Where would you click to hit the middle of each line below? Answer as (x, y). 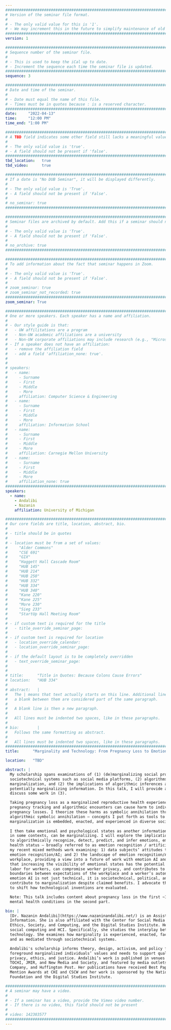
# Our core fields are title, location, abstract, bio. (66, 524)
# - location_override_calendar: (43, 642)
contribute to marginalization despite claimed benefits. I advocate (85, 883)
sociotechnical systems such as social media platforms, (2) (76, 779)
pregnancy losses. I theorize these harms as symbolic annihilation (84, 812)
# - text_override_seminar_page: (43, 661)
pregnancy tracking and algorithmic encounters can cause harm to (82, 807)
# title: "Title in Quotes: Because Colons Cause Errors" (74, 675)
